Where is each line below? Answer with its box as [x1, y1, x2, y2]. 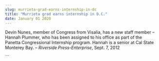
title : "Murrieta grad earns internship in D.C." [5, 12, 108, 16]
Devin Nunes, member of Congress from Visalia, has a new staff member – [5, 30, 155, 35]
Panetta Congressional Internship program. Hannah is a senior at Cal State [5, 40, 154, 46]
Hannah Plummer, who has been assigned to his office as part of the [5, 34, 142, 40]
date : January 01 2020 [5, 16, 51, 21]
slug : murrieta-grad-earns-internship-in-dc [5, 7, 97, 12]
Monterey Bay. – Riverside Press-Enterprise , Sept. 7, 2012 [5, 45, 120, 51]
